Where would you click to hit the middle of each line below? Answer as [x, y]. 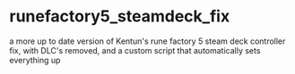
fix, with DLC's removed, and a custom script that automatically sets [135, 50]
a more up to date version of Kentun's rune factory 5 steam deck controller [147, 41]
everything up [35, 60]
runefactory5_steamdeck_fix [120, 16]
